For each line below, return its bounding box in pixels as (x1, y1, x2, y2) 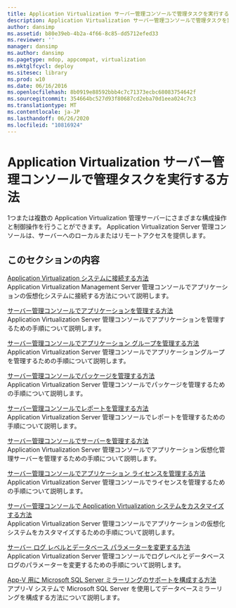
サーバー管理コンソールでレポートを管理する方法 (7, 404, 149, 412)
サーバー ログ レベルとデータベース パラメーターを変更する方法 (7, 543, 191, 552)
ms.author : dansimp (7, 50, 65, 57)
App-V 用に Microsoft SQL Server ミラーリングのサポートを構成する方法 (7, 576, 216, 584)
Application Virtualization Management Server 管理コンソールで (7, 283, 192, 291)
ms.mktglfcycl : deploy (7, 63, 74, 70)
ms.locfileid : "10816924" (7, 121, 83, 129)
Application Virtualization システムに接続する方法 (7, 274, 149, 282)
